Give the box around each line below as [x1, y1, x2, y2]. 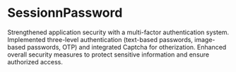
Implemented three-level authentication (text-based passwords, [7, 35, 193, 43]
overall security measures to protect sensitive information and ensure [7, 50, 210, 59]
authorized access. [7, 57, 64, 66]
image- [194, 35, 216, 43]
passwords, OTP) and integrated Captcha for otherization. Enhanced [27, 43, 227, 51]
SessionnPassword [7, 5, 123, 21]
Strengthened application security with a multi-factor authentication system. [7, 28, 230, 36]
